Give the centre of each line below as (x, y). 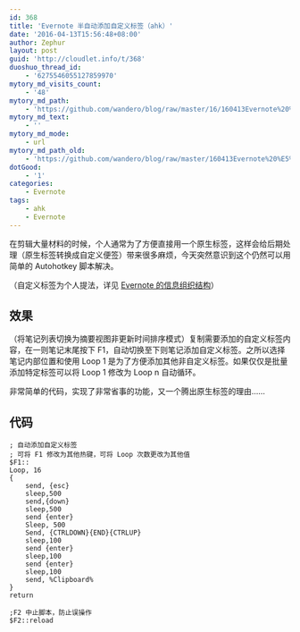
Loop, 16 (25, 470)
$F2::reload (31, 621)
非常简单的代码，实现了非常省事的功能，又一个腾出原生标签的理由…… (137, 392)
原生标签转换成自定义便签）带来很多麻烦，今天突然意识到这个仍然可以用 (158, 255)
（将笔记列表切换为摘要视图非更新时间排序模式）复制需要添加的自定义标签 (146, 339)
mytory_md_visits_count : (55, 84)
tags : (19, 201)
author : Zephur (37, 42)
